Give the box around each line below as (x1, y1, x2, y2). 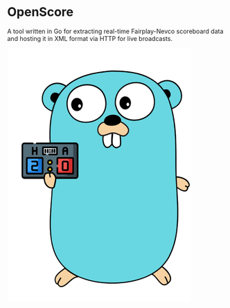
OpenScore (7, 4, 74, 20)
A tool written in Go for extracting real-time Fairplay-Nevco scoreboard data (7, 27, 224, 35)
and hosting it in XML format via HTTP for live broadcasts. (7, 34, 173, 42)
